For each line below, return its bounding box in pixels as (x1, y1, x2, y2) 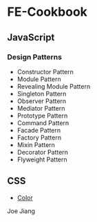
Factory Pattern (17, 133, 62, 142)
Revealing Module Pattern (17, 82, 91, 90)
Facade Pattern (17, 126, 61, 134)
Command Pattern (17, 118, 69, 127)
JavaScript (7, 32, 55, 43)
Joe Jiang (7, 207, 36, 215)
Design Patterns (7, 52, 62, 62)
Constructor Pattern (17, 67, 74, 76)
